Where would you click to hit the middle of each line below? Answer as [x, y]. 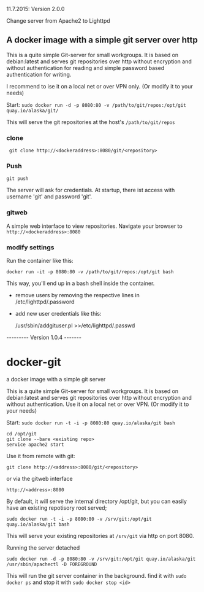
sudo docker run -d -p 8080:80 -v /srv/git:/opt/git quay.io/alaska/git [101, 559]
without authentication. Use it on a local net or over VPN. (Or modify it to [98, 404]
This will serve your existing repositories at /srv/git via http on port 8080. [100, 536]
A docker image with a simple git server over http [102, 40]
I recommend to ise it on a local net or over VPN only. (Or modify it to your [100, 86]
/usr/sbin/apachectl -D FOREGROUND [52, 564]
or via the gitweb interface [40, 478]
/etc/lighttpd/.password [45, 302]
